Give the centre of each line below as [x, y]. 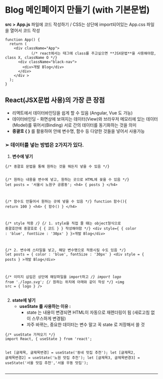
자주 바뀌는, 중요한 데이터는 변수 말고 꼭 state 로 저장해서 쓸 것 [86, 325]
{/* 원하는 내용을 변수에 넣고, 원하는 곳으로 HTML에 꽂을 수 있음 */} [67, 180]
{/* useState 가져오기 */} [30, 335]
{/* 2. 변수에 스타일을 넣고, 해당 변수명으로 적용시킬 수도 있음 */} [65, 250]
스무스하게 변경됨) [49, 319]
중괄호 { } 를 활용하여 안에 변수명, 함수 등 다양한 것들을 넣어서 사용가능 [78, 131]
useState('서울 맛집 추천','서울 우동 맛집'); [47, 363]
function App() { [23, 39]
